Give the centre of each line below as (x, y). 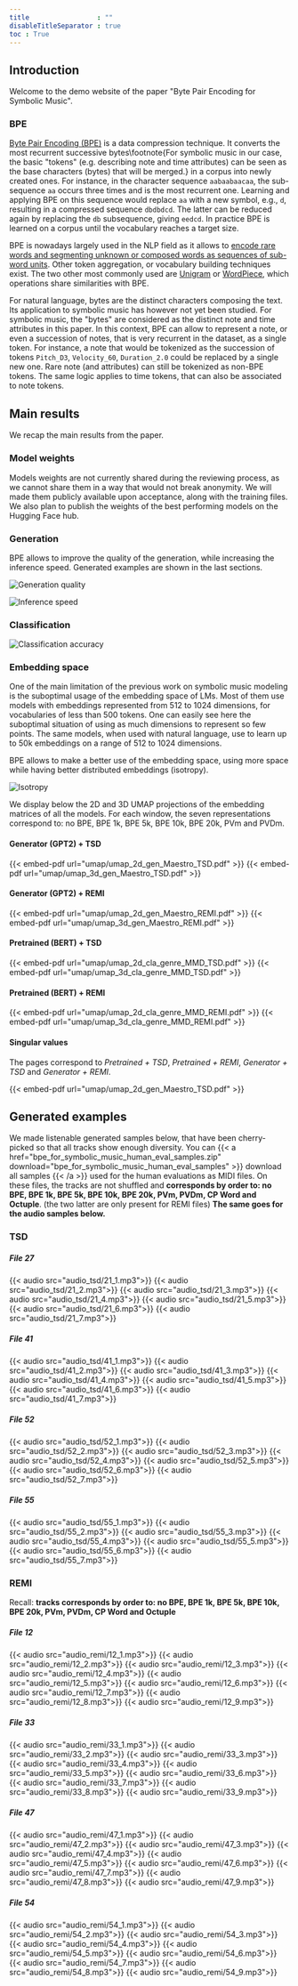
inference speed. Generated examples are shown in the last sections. (136, 567)
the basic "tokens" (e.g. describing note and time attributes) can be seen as (148, 162)
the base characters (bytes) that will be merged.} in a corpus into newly (141, 172)
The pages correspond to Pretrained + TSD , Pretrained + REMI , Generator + (149, 1062)
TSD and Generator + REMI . (60, 1071)
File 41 (21, 1338)
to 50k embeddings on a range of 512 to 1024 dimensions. (116, 743)
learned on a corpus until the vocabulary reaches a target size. (124, 229)
